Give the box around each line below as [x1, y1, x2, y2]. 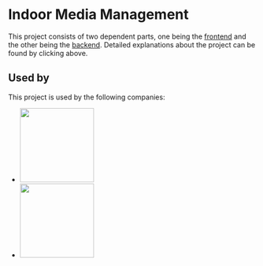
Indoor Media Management [8, 6, 189, 24]
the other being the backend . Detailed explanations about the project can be [8, 39, 256, 49]
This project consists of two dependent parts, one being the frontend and [8, 32, 246, 41]
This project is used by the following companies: [8, 92, 165, 102]
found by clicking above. [8, 48, 88, 58]
